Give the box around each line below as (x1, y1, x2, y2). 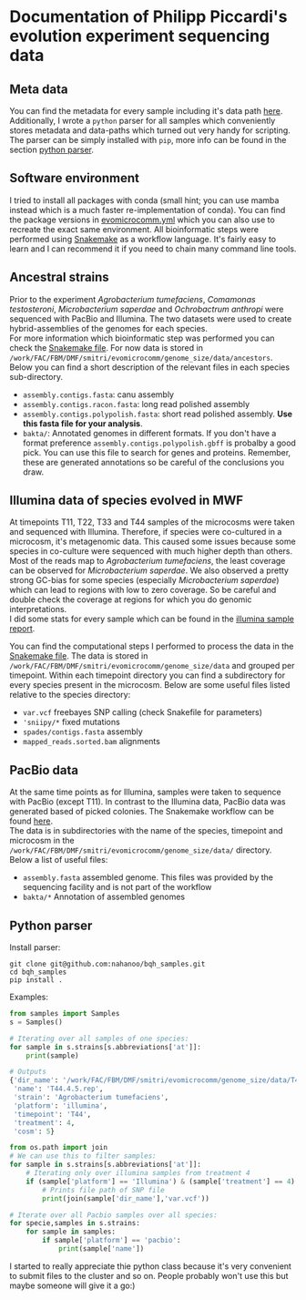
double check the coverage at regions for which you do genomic (9, 594, 252, 605)
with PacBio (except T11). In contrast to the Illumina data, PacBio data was (9, 796, 286, 807)
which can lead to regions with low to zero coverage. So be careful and (9, 585, 277, 596)
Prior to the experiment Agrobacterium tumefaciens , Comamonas (9, 293, 257, 304)
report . (9, 623, 36, 634)
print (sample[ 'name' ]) (57, 1244, 145, 1254)
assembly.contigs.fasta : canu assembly (22, 389, 175, 400)
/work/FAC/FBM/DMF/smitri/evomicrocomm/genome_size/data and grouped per (9, 660, 295, 671)
